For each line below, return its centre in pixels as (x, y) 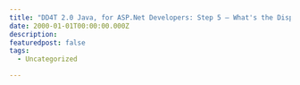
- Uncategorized (47, 59)
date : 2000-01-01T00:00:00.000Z (69, 26)
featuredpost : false (48, 42)
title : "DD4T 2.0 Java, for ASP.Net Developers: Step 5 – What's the (142, 17)
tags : (19, 51)
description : (33, 34)
